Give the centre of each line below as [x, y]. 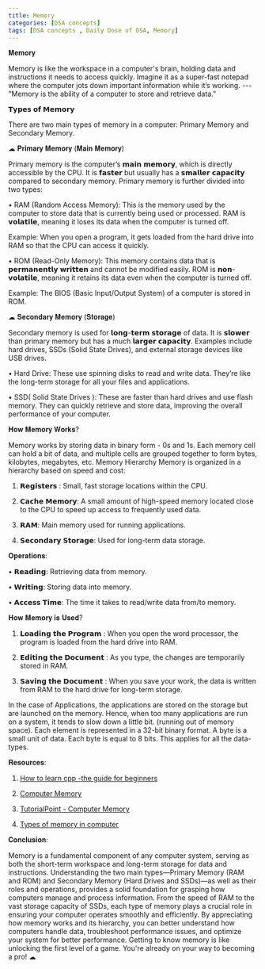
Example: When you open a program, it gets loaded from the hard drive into [131, 237]
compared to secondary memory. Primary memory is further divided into [127, 181]
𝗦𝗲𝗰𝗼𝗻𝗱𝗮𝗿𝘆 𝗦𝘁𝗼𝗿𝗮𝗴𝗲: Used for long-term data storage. [112, 541]
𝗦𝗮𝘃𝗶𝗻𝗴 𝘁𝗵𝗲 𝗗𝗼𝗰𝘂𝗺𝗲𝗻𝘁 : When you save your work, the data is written [138, 681]
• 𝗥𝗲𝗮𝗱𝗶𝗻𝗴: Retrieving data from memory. [78, 572]
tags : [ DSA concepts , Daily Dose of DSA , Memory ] [93, 30]
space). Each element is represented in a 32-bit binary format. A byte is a [128, 730]
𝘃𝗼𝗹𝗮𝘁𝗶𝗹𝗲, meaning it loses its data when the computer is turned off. [119, 222]
